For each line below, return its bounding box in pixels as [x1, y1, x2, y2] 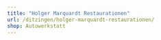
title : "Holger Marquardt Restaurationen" [7, 9, 130, 17]
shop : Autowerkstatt [7, 22, 66, 29]
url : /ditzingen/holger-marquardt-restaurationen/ [7, 16, 155, 23]
